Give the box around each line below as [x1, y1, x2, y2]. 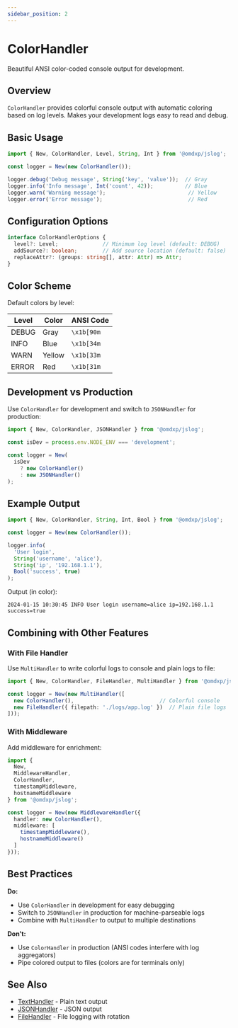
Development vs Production [7, 386, 133, 398]
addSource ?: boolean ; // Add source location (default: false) [13, 247, 227, 254]
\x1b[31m [71, 362, 101, 371]
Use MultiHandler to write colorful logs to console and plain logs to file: [7, 663, 215, 673]
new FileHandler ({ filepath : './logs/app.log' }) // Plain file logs [13, 704, 227, 711]
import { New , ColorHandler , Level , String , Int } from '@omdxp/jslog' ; [7, 150, 227, 158]
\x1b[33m [71, 351, 101, 360]
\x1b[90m [71, 329, 101, 336]
